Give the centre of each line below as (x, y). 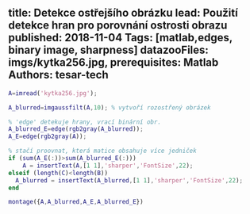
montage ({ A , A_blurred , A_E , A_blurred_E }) (76, 202)
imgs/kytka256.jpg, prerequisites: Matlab (113, 63)
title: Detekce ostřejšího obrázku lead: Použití (123, 13)
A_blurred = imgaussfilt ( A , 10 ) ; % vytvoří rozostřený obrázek (110, 107)
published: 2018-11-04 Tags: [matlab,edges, (120, 38)
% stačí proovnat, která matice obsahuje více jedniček (102, 151)
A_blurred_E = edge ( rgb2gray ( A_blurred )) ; (76, 129)
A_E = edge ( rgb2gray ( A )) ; (48, 137)
